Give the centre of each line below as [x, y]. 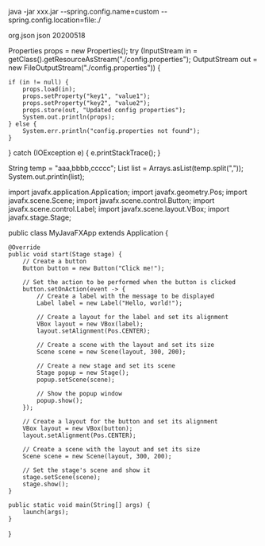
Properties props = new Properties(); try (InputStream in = [103, 51]
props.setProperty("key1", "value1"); [86, 96]
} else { [23, 124]
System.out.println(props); [69, 117]
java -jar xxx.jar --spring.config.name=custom [84, 12]
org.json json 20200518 [47, 35]
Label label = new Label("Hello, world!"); [109, 303]
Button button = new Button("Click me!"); [94, 268]
